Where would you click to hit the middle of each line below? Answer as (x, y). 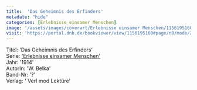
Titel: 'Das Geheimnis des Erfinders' (49, 50)
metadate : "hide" (27, 17)
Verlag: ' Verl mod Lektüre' (38, 81)
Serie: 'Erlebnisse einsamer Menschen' (53, 56)
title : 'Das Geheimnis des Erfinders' (55, 11)
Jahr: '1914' (20, 63)
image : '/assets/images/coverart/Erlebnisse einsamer (73, 28)
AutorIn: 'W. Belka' (28, 68)
